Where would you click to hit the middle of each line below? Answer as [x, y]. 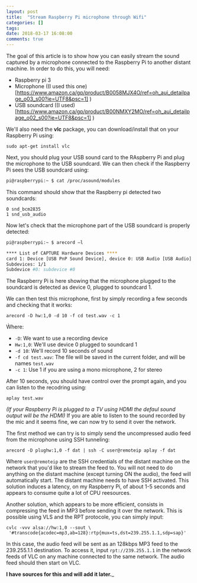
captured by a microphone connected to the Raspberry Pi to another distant [98, 62]
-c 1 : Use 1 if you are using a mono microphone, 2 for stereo [88, 370]
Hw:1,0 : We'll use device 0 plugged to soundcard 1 [76, 344]
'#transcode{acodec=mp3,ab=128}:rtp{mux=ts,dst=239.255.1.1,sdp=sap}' [97, 533]
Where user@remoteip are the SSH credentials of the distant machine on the [98, 462]
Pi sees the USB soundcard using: [48, 170]
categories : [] [25, 22]
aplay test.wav [25, 398]
